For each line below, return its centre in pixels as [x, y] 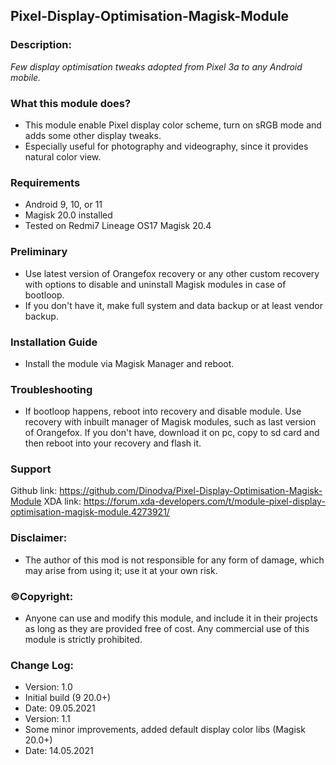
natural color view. [63, 156]
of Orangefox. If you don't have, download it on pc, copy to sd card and [172, 433]
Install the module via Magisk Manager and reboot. [129, 363]
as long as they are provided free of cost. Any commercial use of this [167, 629]
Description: [41, 45]
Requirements [45, 182]
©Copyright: [42, 596]
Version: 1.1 [47, 719]
